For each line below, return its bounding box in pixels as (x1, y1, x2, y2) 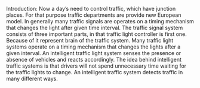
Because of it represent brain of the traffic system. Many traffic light (6, 37, 174, 44)
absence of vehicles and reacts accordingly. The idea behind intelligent (6, 56, 182, 63)
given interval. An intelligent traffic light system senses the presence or (6, 50, 181, 56)
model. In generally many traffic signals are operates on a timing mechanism (6, 18, 194, 25)
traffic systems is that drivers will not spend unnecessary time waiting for (6, 62, 187, 69)
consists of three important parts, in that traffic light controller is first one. (6, 31, 187, 38)
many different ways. (6, 75, 58, 82)
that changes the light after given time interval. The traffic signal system (6, 24, 183, 31)
